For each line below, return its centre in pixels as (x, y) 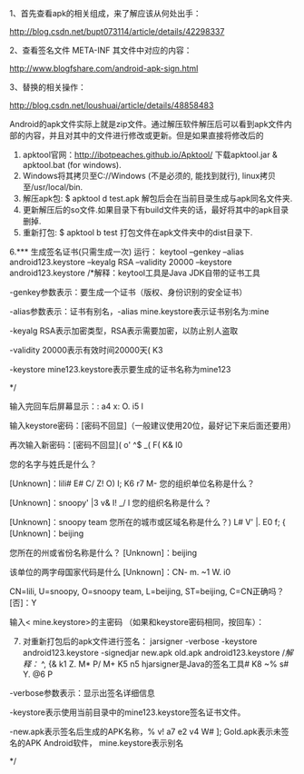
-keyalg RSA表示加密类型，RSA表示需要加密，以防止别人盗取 (124, 331)
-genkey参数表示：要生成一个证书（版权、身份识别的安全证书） (128, 292)
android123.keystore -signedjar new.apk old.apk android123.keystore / (154, 653)
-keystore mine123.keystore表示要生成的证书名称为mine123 (120, 369)
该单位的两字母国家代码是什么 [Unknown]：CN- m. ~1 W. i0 (120, 572)
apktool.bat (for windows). (72, 165)
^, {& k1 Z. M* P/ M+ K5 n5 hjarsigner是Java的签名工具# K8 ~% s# (165, 664)
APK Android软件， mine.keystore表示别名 (104, 743)
